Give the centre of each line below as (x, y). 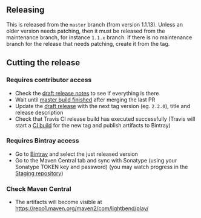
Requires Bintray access (43, 141)
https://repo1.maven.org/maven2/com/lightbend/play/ (82, 208)
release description (39, 112)
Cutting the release (43, 63)
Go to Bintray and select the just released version (76, 154)
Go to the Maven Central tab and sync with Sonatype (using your (96, 160)
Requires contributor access (49, 80)
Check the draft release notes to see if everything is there (87, 93)
